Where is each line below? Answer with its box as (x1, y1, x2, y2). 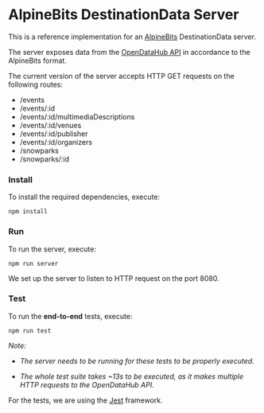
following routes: (8, 80, 64, 89)
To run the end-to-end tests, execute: (8, 311, 133, 321)
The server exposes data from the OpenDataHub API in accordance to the (8, 47, 250, 56)
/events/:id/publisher (19, 129, 88, 138)
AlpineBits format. (8, 56, 68, 65)
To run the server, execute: (8, 244, 97, 254)
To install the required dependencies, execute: (8, 193, 161, 202)
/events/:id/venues (19, 120, 82, 130)
